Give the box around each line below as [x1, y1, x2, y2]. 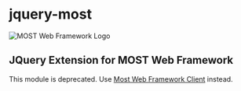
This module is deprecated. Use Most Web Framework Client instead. [9, 74, 234, 83]
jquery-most [9, 5, 93, 23]
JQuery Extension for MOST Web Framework [9, 54, 234, 67]
